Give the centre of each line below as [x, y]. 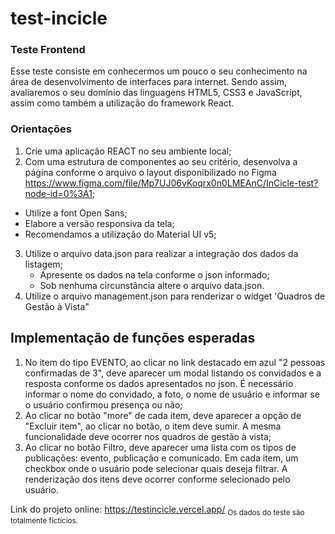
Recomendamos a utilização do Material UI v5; [120, 234]
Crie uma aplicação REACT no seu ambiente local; [128, 151]
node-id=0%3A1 [58, 193]
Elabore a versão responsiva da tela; [99, 223]
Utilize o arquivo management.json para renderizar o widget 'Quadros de [175, 296]
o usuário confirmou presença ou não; [103, 404]
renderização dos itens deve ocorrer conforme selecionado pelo [157, 479]
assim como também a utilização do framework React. [122, 103]
